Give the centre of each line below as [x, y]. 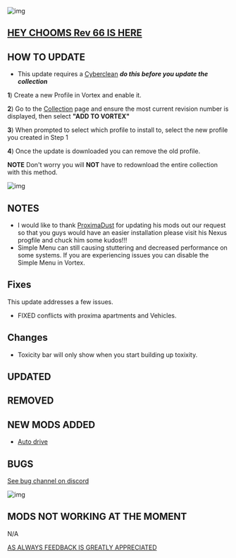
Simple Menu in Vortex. [51, 263]
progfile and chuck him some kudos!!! [72, 241]
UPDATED [29, 377]
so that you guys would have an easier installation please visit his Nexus [122, 233]
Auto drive [32, 442]
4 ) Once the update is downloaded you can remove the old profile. [104, 151]
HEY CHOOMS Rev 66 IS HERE [75, 33]
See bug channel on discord [48, 481]
